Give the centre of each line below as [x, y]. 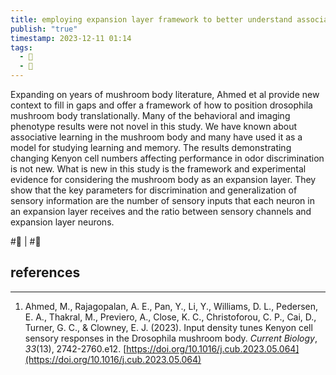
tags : [21, 47]
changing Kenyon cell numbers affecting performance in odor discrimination [167, 158]
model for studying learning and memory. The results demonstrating [151, 147]
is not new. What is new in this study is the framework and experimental [158, 169]
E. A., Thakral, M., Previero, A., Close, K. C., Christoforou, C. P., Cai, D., [170, 317]
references [45, 272]
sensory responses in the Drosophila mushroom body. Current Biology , [171, 338]
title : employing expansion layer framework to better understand [151, 19]
